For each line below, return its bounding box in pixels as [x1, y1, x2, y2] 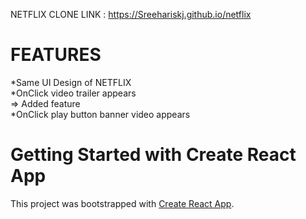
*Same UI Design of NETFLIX [10, 76, 132, 88]
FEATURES [10, 44, 102, 66]
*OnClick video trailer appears [10, 87, 137, 99]
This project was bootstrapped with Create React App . [10, 197, 235, 209]
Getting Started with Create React [10, 144, 297, 166]
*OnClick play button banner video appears [10, 108, 191, 120]
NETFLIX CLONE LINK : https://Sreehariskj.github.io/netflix [10, 9, 252, 20]
